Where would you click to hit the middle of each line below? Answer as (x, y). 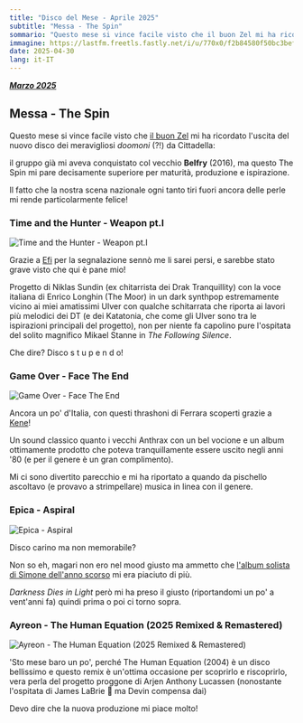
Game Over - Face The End (69, 376)
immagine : (28, 43)
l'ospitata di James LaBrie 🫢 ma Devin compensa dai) (108, 691)
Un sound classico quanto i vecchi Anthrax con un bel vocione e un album (147, 440)
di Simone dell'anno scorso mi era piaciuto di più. (101, 574)
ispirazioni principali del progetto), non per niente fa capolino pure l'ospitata (150, 325)
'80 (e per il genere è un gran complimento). (92, 460)
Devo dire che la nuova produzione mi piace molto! (104, 709)
